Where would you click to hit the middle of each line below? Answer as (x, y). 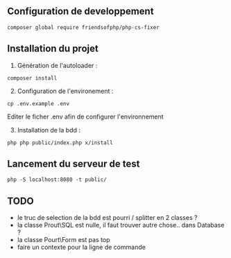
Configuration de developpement (80, 11)
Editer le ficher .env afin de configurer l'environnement (86, 117)
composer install (32, 78)
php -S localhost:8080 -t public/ (57, 180)
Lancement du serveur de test (74, 164)
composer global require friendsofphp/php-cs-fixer (83, 27)
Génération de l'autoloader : (57, 65)
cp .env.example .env (38, 103)
